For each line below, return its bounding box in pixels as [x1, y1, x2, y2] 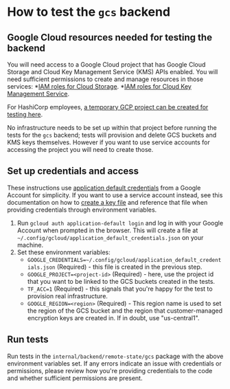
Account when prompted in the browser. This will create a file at [16, 226, 198, 234]
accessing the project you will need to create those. [7, 146, 154, 153]
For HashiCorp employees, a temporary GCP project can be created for [7, 103, 209, 111]
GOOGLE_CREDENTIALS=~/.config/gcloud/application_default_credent [27, 256, 222, 263]
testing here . [7, 111, 43, 118]
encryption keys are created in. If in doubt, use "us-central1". [27, 313, 200, 322]
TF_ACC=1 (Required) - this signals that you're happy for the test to [27, 285, 213, 293]
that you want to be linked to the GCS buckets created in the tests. [27, 277, 215, 285]
